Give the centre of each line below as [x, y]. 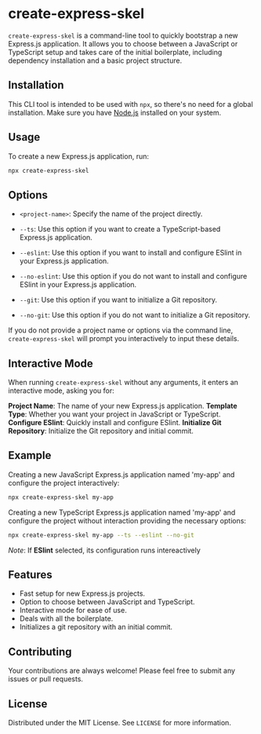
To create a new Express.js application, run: [78, 156]
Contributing [40, 652]
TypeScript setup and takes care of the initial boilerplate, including [115, 52]
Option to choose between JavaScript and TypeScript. [107, 602]
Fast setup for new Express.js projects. [82, 593]
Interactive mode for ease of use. [73, 611]
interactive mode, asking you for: [62, 391]
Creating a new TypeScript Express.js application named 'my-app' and [122, 512]
